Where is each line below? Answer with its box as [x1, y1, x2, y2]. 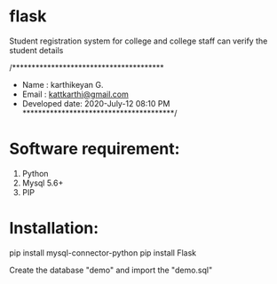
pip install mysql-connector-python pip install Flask [9, 247, 197, 258]
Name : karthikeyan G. [21, 79, 104, 90]
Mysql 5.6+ [21, 177, 64, 188]
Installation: [9, 218, 99, 239]
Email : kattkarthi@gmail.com [21, 89, 129, 99]
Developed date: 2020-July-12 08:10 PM [21, 98, 170, 108]
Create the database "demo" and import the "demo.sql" [9, 264, 213, 275]
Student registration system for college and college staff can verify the [9, 35, 268, 46]
